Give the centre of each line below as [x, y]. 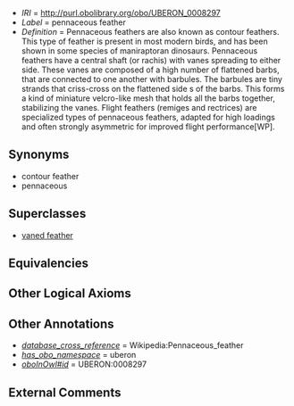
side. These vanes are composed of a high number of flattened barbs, [151, 70]
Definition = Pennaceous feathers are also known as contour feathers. [150, 32]
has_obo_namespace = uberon [79, 355]
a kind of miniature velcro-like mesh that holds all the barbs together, [148, 98]
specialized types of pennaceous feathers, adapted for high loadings [148, 117]
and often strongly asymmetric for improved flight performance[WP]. [148, 127]
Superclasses [47, 214]
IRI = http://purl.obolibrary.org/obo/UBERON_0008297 [121, 13]
